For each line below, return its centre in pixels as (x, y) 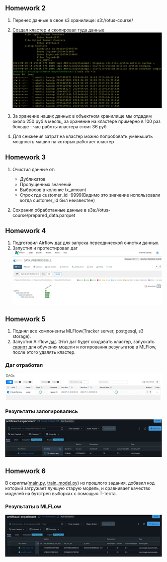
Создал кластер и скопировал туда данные (58, 30)
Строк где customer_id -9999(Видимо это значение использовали (90, 195)
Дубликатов (33, 179)
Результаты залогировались (42, 411)
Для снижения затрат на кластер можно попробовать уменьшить (83, 136)
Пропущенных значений (45, 184)
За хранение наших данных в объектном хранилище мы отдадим (82, 116)
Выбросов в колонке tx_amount (53, 190)
